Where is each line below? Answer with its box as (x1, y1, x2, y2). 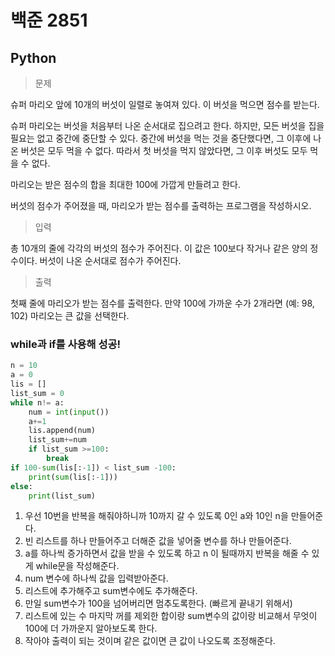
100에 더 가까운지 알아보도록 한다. (24, 622, 158, 635)
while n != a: (10, 397, 65, 408)
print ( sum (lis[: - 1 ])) (28, 472, 118, 482)
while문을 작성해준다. (35, 560, 120, 572)
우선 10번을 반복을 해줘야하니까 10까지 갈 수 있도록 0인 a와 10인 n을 (24, 510, 289, 522)
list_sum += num (28, 435, 87, 445)
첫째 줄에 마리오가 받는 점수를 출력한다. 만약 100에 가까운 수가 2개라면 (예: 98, (10, 297, 315, 309)
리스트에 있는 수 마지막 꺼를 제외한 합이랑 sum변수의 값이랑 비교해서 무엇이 (24, 610, 318, 622)
